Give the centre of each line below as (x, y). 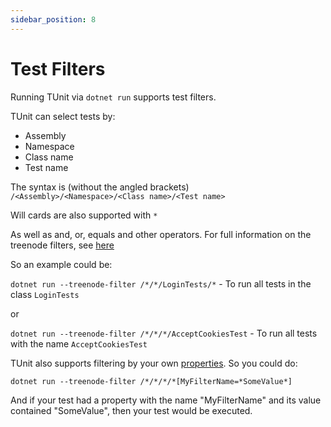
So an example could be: (61, 264)
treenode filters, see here (62, 245)
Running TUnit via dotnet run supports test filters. (113, 97)
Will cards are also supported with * (84, 215)
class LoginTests (45, 294)
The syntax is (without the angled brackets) (100, 187)
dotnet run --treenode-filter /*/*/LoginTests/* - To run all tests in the (161, 283)
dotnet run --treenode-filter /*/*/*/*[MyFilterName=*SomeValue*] (151, 381)
